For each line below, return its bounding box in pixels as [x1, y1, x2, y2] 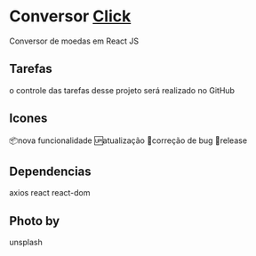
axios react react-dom [9, 188, 91, 198]
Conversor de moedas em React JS [9, 36, 140, 46]
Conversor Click [9, 6, 132, 27]
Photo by [9, 213, 60, 228]
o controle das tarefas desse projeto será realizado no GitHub [9, 84, 236, 95]
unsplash [9, 237, 43, 248]
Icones [9, 111, 48, 126]
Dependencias [9, 164, 92, 179]
